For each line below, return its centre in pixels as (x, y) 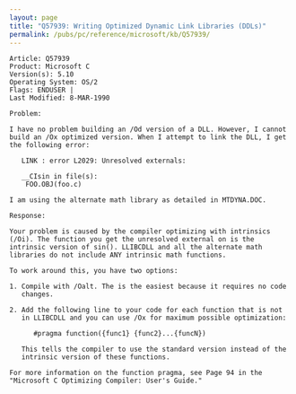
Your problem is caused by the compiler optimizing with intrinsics (140, 232)
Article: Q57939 (39, 59)
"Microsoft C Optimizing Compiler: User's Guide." (106, 381)
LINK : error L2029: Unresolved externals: (104, 161)
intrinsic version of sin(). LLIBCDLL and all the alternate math (136, 248)
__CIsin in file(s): (60, 177)
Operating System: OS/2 (54, 83)
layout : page (34, 18)
